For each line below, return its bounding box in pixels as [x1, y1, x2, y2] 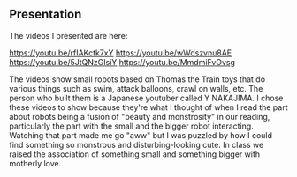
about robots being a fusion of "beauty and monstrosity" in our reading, [9, 111, 270, 122]
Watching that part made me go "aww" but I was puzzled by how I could [9, 129, 272, 140]
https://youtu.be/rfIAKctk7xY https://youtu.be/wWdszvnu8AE [9, 48, 232, 58]
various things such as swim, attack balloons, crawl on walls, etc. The [9, 83, 263, 93]
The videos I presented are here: [9, 30, 128, 41]
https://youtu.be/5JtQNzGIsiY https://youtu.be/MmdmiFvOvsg [9, 56, 236, 67]
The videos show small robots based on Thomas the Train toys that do [9, 74, 266, 85]
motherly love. [9, 158, 62, 168]
